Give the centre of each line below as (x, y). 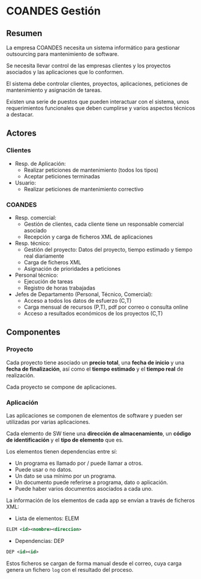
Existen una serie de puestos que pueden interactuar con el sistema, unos (98, 102)
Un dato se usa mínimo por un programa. (66, 476)
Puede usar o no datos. (44, 469)
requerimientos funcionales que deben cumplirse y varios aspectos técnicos (101, 108)
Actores (22, 133)
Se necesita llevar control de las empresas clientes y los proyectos (88, 65)
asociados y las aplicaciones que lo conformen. (65, 72)
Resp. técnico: (33, 243)
